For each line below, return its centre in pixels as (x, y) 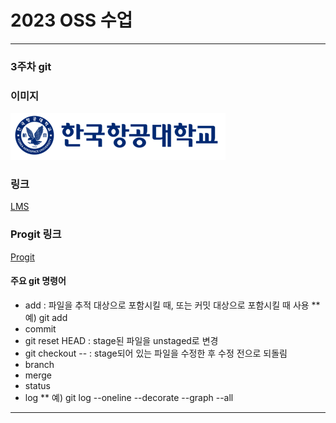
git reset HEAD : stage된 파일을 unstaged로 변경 (121, 340)
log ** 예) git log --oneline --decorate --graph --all (129, 397)
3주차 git (31, 66)
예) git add (46, 317)
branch (39, 364)
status (37, 385)
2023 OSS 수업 (71, 20)
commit (40, 328)
